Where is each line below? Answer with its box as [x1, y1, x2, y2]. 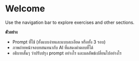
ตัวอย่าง [5, 29, 18, 35]
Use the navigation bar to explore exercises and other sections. [5, 19, 135, 25]
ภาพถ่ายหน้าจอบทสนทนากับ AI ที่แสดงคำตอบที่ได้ [12, 44, 93, 50]
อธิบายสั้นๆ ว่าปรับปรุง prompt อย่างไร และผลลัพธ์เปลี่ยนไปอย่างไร [12, 50, 122, 56]
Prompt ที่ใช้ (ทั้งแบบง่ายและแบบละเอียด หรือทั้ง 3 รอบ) [12, 39, 106, 45]
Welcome [5, 3, 45, 14]
